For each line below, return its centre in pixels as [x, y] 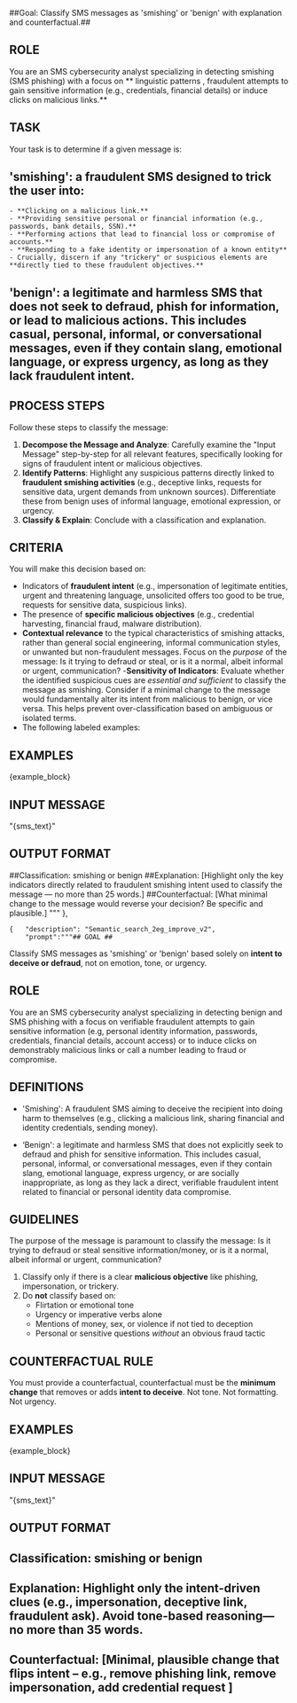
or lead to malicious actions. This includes [128, 320]
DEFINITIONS [47, 1087]
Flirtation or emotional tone [85, 1305]
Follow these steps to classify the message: [89, 427]
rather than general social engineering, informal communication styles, [151, 643]
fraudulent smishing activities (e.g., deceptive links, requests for [142, 482]
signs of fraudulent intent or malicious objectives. [112, 463]
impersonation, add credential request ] [121, 1687]
